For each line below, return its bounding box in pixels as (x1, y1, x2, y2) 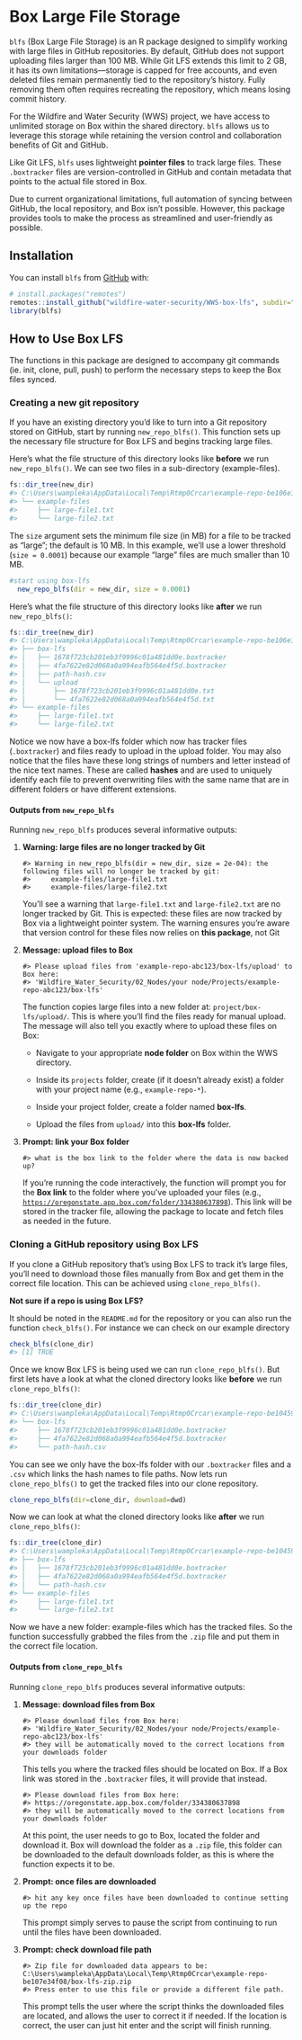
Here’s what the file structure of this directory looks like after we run (9, 601, 262, 612)
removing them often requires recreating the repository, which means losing (9, 84, 291, 94)
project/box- (212, 1003, 262, 1013)
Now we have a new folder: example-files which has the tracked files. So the (9, 1622, 293, 1633)
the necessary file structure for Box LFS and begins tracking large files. (9, 436, 273, 447)
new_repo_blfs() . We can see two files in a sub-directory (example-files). (9, 463, 280, 474)
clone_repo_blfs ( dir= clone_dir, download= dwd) (9, 1495, 187, 1504)
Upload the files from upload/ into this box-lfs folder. (35, 1119, 232, 1130)
